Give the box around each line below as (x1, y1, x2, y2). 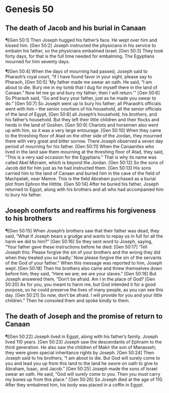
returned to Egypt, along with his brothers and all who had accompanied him (5, 186, 164, 192)
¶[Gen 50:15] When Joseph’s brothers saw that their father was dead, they (5, 227, 160, 233)
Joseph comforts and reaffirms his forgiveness (5, 206, 156, 215)
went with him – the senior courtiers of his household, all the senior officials (5, 106, 162, 112)
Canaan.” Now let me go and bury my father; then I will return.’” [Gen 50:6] (5, 90, 160, 95)
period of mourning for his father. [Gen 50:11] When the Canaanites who (5, 143, 154, 150)
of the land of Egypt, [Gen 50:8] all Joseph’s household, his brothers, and (5, 111, 157, 117)
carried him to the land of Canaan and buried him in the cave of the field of (5, 170, 160, 176)
